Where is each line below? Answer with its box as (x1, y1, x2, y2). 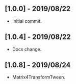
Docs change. (12, 46, 42, 52)
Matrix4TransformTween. (12, 74, 66, 80)
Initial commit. (12, 18, 42, 24)
